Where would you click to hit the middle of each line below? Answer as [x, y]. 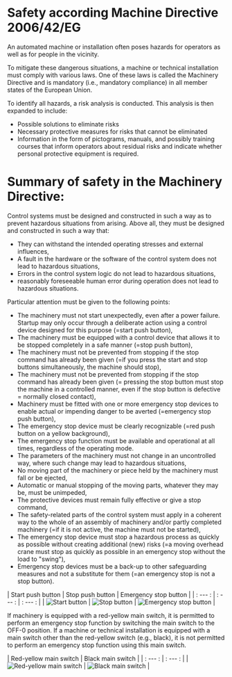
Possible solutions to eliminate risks [68, 124]
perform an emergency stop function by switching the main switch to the [111, 623]
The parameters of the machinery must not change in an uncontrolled [116, 455]
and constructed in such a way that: [58, 230]
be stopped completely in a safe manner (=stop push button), [105, 345]
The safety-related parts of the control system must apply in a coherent [119, 514]
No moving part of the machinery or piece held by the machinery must [117, 470]
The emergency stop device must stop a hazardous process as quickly [118, 537]
